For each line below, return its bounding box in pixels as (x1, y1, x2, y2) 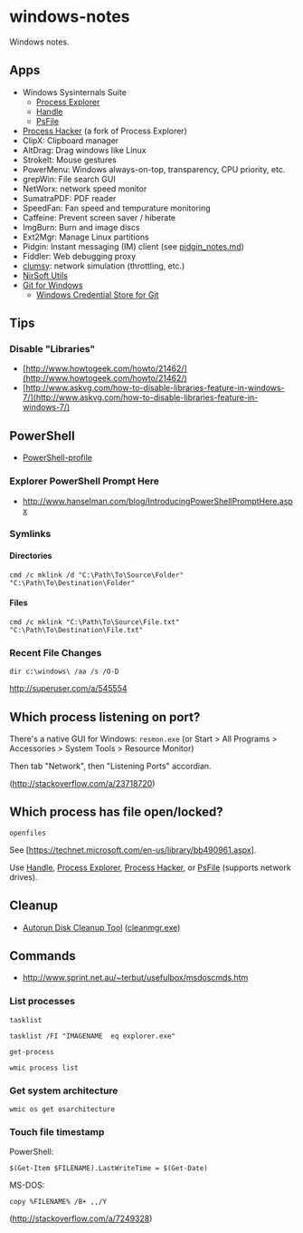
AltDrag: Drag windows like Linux (22, 144, 147, 155)
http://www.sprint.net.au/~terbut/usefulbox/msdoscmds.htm (22, 973, 249, 983)
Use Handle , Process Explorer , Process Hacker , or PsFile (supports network (9, 862, 291, 873)
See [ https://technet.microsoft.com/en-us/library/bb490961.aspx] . (9, 844, 257, 855)
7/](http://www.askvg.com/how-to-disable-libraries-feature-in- (22, 392, 259, 403)
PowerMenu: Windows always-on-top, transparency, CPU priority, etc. (22, 163, 286, 174)
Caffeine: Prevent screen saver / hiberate (22, 211, 176, 223)
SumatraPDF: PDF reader (22, 192, 117, 203)
